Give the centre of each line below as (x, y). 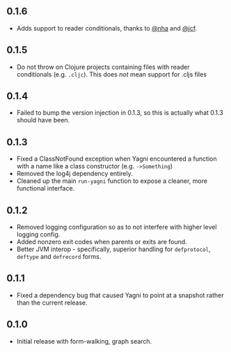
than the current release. (52, 303)
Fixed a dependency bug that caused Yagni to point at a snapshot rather (120, 295)
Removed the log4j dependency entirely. (74, 174)
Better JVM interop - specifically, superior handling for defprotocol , (114, 249)
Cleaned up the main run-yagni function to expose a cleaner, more (112, 181)
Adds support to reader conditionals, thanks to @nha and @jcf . (107, 28)
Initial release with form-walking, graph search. (84, 341)
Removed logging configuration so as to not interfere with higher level (117, 227)
